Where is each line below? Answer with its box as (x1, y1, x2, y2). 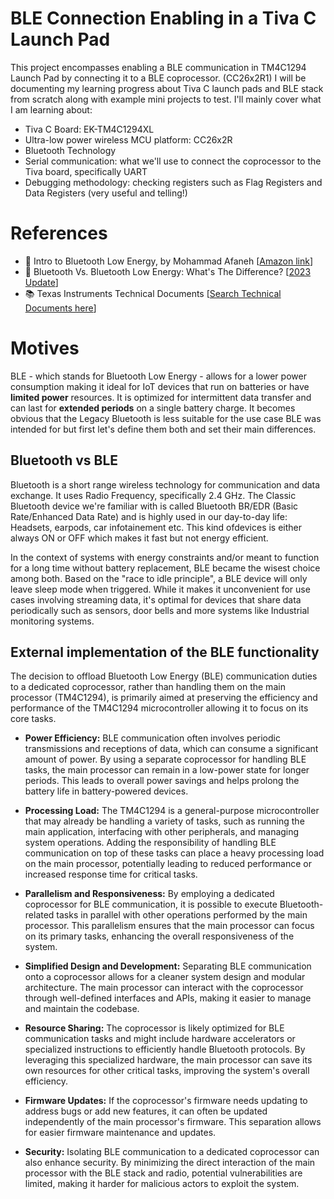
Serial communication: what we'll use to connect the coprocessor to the (24, 155, 322, 167)
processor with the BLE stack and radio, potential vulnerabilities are (24, 1167, 303, 1179)
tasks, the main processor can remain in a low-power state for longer (24, 764, 310, 776)
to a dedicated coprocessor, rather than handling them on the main (10, 681, 286, 693)
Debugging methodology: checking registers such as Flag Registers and (24, 176, 323, 188)
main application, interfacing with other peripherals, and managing (24, 826, 300, 838)
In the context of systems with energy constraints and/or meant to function (10, 551, 320, 563)
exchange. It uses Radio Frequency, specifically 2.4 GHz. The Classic (10, 489, 297, 501)
